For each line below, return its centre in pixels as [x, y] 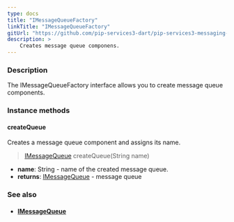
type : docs [23, 14]
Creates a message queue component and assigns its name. [94, 142]
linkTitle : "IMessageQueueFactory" [59, 26]
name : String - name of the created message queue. [93, 169]
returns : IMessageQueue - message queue [79, 177]
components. [26, 93]
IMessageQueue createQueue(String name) [87, 156]
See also [22, 195]
